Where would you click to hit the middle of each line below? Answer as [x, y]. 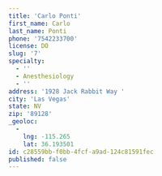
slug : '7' [25, 54]
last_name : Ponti [38, 31]
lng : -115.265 [47, 136]
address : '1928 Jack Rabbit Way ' [67, 91]
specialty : [27, 62]
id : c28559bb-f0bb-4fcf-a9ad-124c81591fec [81, 152]
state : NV [25, 106]
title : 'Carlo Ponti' [45, 16]
